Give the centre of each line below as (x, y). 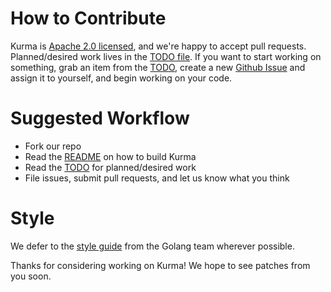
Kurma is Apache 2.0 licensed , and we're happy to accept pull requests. (158, 46)
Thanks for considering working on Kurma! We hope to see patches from (160, 265)
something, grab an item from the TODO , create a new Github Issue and (158, 67)
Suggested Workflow (100, 118)
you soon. (31, 276)
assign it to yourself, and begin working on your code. (121, 78)
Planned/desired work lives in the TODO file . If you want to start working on (166, 56)
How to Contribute (88, 18)
